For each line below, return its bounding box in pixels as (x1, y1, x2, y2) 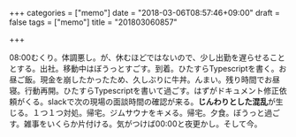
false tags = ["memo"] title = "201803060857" (9, 17, 178, 27)
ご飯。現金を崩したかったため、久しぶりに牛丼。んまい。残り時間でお (16, 74, 272, 85)
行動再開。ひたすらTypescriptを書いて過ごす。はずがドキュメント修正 (24, 86, 280, 95)
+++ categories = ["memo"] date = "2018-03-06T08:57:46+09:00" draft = (9, 8, 280, 18)
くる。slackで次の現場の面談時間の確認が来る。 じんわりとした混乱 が (24, 96, 277, 107)
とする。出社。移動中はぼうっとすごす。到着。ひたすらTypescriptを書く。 (9, 64, 280, 73)
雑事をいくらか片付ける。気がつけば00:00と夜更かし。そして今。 (23, 118, 262, 129)
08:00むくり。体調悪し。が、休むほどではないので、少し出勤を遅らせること (9, 52, 285, 63)
